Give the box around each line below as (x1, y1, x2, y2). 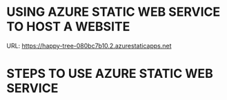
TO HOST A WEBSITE (6, 19, 130, 34)
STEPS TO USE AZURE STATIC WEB (6, 66, 213, 81)
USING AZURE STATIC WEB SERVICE (6, 4, 221, 20)
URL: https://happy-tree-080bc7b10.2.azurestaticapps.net (6, 41, 172, 50)
